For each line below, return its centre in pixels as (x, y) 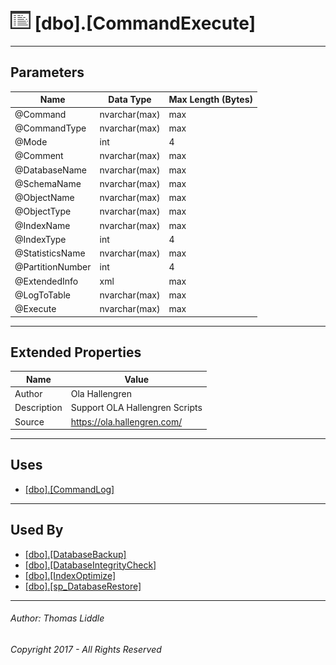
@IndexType (40, 239)
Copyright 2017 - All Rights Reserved (86, 649)
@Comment (39, 156)
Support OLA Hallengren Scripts (136, 408)
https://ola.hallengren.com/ (126, 421)
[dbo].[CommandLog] (69, 489)
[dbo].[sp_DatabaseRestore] (83, 586)
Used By (37, 530)
